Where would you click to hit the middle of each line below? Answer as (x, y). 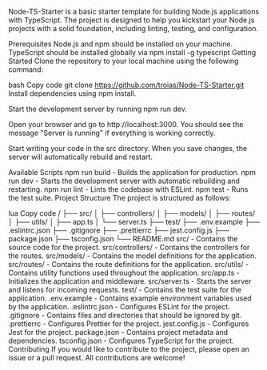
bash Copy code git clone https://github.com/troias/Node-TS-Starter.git (126, 85)
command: (26, 70)
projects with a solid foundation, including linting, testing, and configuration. (133, 28)
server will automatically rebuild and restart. (81, 157)
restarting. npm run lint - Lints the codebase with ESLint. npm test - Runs (128, 189)
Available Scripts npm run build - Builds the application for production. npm (132, 172)
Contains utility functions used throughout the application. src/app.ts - (124, 273)
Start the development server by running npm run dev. (98, 109)
